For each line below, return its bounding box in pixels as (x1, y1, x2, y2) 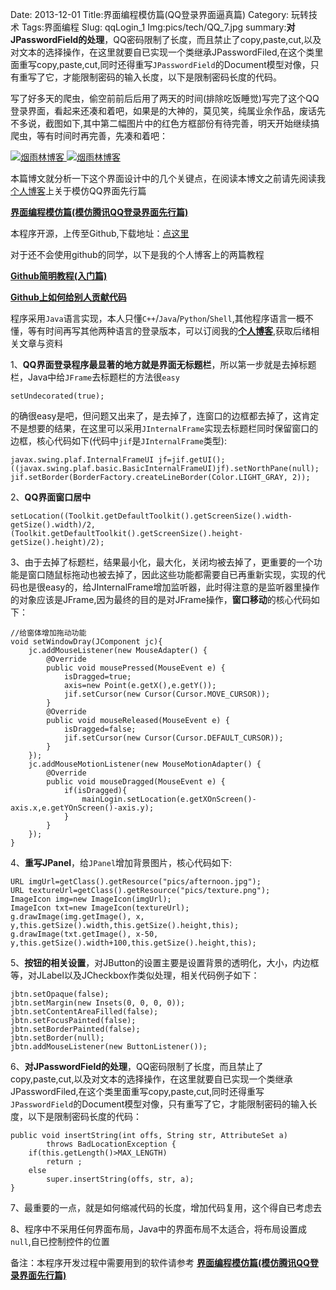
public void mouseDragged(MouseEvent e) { (46, 777, 226, 787)
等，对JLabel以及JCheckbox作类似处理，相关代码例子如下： (10, 969, 260, 981)
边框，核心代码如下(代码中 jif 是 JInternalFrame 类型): (10, 435, 227, 447)
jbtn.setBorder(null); (10, 1033, 105, 1043)
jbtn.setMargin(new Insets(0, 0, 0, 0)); (10, 998, 186, 1008)
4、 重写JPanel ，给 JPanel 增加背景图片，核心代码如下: (10, 857, 233, 868)
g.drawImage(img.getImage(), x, (10, 912, 145, 922)
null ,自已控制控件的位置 (10, 1236, 110, 1247)
